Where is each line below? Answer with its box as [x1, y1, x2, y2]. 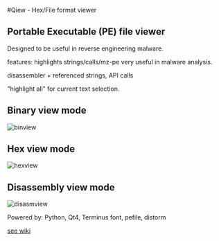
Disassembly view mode [7, 181, 115, 193]
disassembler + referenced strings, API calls [7, 71, 134, 79]
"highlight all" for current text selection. [7, 84, 120, 93]
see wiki [7, 226, 31, 235]
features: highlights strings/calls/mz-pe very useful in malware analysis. [7, 57, 213, 66]
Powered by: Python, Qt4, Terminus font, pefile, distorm [7, 213, 166, 222]
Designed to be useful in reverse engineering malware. [7, 44, 164, 53]
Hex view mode [7, 143, 76, 155]
